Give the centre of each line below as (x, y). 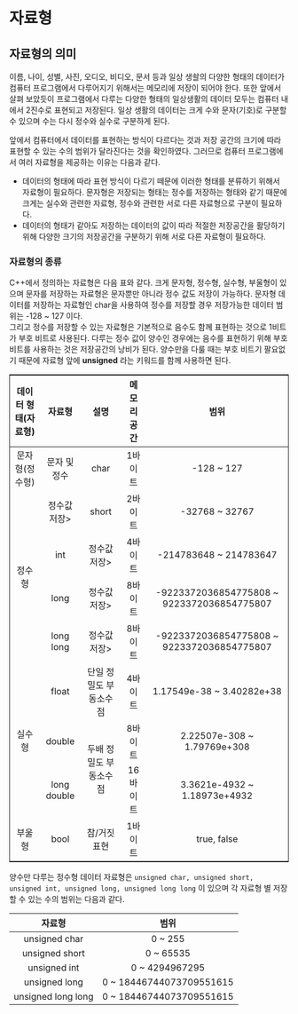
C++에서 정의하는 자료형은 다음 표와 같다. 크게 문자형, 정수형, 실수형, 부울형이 (143, 283)
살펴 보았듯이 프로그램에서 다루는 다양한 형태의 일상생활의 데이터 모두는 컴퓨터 (144, 99)
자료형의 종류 (35, 261)
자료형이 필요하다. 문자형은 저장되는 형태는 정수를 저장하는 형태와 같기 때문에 (155, 192)
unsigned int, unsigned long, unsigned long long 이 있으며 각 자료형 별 (141, 888)
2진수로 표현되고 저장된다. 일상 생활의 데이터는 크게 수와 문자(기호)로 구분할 (156, 110)
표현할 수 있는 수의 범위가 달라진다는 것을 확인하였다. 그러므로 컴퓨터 (127, 151)
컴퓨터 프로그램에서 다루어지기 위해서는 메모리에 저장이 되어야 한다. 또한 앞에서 (145, 88)
